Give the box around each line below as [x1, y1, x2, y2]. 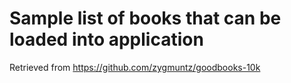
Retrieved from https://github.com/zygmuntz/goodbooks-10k [9, 61, 261, 73]
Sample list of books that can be [9, 7, 282, 30]
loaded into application [9, 28, 204, 51]
